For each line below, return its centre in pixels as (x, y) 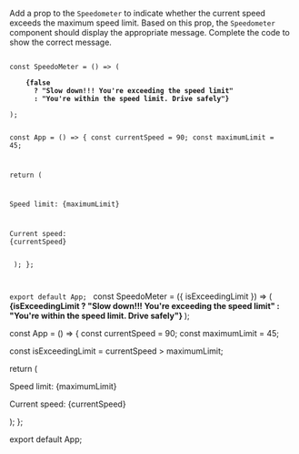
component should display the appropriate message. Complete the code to (150, 32)
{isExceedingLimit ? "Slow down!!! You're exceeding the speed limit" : (145, 306)
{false (38, 83)
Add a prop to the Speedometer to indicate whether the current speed (138, 13)
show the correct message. (60, 42)
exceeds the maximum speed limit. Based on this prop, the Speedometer (142, 23)
